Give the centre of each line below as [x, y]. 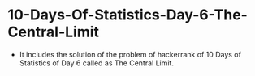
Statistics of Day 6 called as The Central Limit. [96, 63]
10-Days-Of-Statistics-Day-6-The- [128, 15]
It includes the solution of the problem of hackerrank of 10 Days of [130, 54]
